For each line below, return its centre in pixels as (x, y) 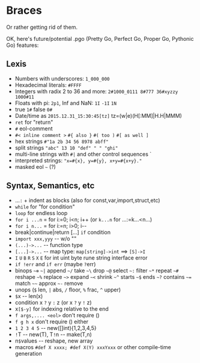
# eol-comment (34, 128)
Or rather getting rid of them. (42, 27)
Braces (24, 11)
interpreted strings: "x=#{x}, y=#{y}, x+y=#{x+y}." (78, 160)
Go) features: (23, 45)
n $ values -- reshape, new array (54, 341)
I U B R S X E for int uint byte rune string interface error (81, 258)
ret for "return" (34, 122)
